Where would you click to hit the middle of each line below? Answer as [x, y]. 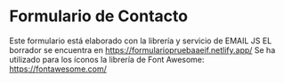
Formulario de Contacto [99, 16]
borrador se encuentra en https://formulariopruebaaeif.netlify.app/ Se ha [142, 49]
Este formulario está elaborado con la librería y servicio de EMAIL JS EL [141, 41]
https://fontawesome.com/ [58, 69]
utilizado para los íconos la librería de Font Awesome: [107, 59]
